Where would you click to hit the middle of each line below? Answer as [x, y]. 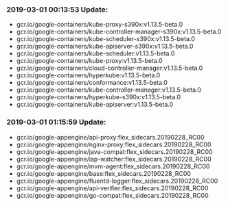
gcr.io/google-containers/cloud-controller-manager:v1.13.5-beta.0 [110, 68]
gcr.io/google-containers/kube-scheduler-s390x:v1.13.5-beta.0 [105, 39]
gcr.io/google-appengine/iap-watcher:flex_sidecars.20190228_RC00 [114, 159]
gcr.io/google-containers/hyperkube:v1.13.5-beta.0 [88, 75]
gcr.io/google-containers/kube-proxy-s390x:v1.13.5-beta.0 [100, 25]
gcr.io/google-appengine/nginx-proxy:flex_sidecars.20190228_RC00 [114, 144]
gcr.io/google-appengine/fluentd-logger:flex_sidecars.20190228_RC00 [117, 181]
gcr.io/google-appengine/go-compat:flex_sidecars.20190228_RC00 [112, 195]
